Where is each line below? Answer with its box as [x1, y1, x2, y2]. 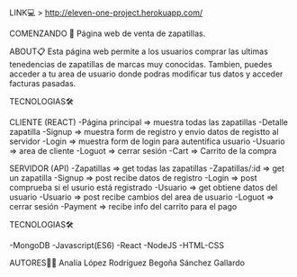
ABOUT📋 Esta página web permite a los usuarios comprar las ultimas [9, 46, 268, 57]
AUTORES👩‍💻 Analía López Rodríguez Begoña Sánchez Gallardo [9, 257, 246, 268]
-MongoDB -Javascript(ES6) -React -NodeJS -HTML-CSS [9, 240, 225, 250]
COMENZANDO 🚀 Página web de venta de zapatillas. [9, 28, 206, 39]
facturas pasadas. [9, 78, 76, 88]
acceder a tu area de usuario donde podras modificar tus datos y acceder [9, 68, 283, 79]
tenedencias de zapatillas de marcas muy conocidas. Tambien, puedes [9, 59, 273, 69]
